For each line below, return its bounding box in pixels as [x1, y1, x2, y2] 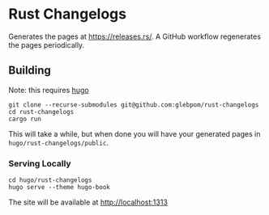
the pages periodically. [8, 40, 85, 49]
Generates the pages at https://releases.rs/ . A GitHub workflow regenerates [8, 32, 262, 41]
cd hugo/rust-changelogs [8, 176, 92, 184]
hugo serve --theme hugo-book [8, 183, 111, 192]
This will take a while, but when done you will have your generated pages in [8, 129, 261, 138]
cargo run [8, 115, 42, 123]
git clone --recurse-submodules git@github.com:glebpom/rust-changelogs [8, 100, 259, 109]
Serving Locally [8, 158, 71, 169]
